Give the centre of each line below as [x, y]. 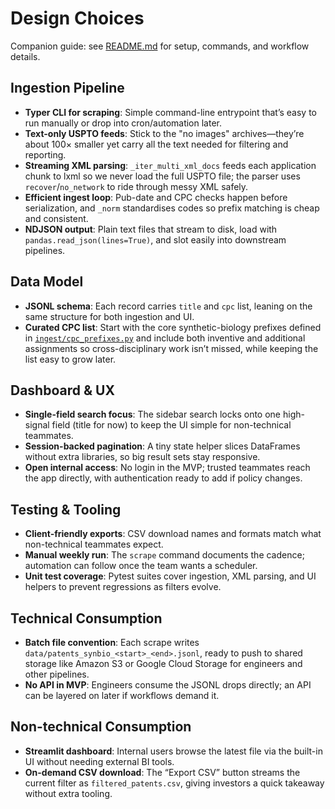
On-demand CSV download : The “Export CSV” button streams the [162, 772]
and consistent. [56, 218]
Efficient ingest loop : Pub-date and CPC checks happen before [156, 197]
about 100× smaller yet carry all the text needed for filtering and [156, 144]
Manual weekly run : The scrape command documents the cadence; [164, 555]
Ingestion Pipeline [67, 88]
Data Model [47, 282]
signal [37, 425]
